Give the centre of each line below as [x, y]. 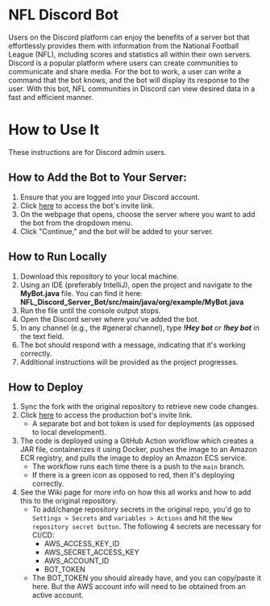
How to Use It [54, 130]
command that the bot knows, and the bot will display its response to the [129, 80]
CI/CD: [43, 535]
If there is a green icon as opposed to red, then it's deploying [133, 475]
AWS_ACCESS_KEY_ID [82, 544]
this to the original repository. [69, 501]
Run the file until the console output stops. [90, 310]
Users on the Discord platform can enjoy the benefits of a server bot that [129, 37]
